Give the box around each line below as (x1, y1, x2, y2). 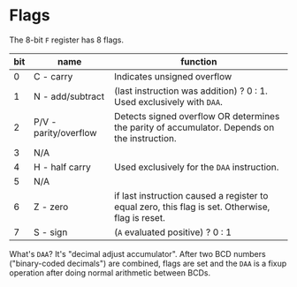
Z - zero (34, 200, 69, 213)
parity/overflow (34, 126, 97, 139)
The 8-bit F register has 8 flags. (9, 34, 124, 45)
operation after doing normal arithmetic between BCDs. (9, 267, 210, 278)
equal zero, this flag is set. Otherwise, (114, 200, 270, 213)
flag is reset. (114, 211, 165, 223)
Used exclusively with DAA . (114, 95, 224, 108)
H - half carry (34, 161, 91, 173)
